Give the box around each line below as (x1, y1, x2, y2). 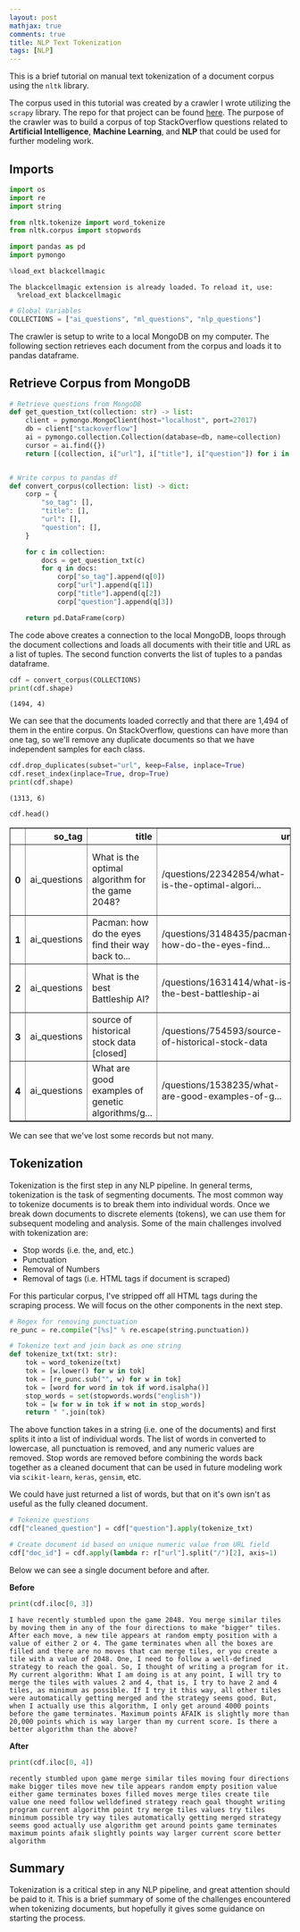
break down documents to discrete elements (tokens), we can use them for (9, 1208, 286, 1219)
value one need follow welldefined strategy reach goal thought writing (9, 1797, 286, 1806)
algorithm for (92, 873, 146, 886)
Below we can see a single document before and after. (9, 1565, 210, 1575)
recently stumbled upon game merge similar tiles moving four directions (9, 1774, 290, 1783)
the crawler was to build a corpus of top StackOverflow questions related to (9, 117, 288, 128)
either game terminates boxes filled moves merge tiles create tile (9, 1789, 270, 1799)
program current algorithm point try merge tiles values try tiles (9, 1805, 266, 1814)
